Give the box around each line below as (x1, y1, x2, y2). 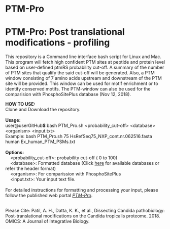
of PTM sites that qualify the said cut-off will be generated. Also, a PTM (5, 70, 155, 76)
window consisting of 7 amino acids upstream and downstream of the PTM (5, 75, 162, 81)
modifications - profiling (5, 37, 110, 49)
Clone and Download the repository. (5, 107, 81, 113)
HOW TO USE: (5, 101, 36, 107)
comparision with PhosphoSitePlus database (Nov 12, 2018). (5, 91, 131, 98)
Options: (5, 150, 24, 156)
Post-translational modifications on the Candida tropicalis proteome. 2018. (5, 213, 161, 219)
